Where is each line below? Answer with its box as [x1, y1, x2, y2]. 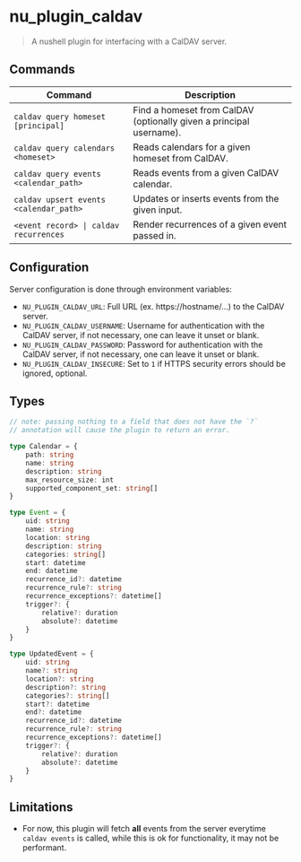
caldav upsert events [13, 195, 106, 205]
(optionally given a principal [133, 115, 250, 127]
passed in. [133, 229, 176, 241]
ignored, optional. [21, 368, 88, 379]
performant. [21, 842, 67, 853]
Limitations [9, 799, 73, 814]
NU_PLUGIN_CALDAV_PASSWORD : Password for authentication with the [21, 339, 263, 350]
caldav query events [13, 169, 101, 178]
